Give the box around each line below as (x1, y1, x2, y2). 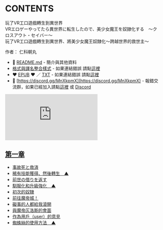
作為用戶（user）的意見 (12, 213, 61, 219)
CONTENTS (5, 3, 54, 14)
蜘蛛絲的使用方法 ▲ (12, 220, 56, 226)
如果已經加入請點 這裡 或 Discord (25, 84, 91, 90)
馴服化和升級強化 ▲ (12, 183, 56, 189)
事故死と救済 (12, 164, 38, 170)
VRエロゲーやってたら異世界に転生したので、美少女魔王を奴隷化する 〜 (5, 26, 153, 32)
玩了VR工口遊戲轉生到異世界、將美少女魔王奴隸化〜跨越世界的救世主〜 (5, 38, 149, 44)
